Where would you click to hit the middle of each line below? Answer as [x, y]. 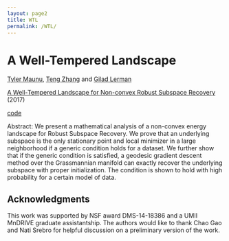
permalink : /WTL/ [32, 26]
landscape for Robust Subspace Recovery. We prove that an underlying [108, 134]
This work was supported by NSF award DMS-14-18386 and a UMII [102, 216]
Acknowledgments [49, 199]
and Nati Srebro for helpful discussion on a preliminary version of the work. [113, 230]
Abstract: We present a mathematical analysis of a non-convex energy [107, 126]
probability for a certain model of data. [62, 177]
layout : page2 [28, 13]
